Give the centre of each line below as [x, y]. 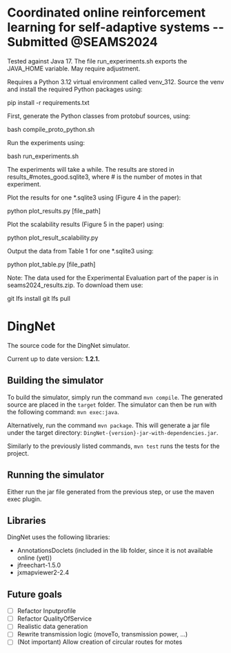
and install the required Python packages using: [75, 89]
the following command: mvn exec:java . [63, 411]
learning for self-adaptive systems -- [115, 27]
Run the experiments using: [46, 142]
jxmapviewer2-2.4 [43, 573]
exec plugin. [24, 499]
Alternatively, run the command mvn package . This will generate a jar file [109, 425]
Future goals [34, 594]
